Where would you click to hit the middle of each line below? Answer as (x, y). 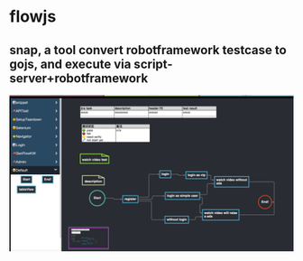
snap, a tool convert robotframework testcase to (148, 50)
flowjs (33, 17)
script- (153, 64)
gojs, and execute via (70, 64)
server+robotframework (79, 78)
